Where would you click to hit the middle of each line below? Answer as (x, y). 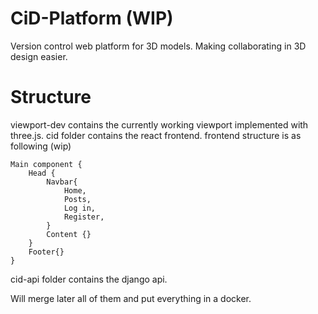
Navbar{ (62, 182)
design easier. (39, 56)
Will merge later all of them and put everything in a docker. (131, 298)
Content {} (69, 234)
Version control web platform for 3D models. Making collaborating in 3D (158, 46)
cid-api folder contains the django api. (89, 279)
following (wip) (41, 146)
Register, (84, 217)
